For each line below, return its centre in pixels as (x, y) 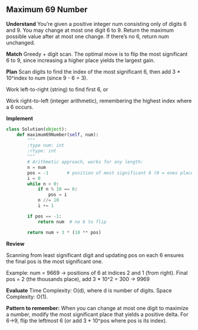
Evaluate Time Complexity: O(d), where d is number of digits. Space (89, 290)
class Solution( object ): (37, 129)
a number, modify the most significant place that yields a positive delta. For (97, 314)
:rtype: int (42, 151)
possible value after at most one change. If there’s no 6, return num (88, 36)
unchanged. (21, 42)
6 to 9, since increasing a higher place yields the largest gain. (80, 60)
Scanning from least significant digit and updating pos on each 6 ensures (95, 255)
